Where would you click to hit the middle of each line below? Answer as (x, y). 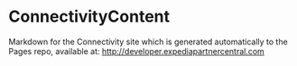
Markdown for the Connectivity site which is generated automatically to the (148, 42)
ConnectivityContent (89, 17)
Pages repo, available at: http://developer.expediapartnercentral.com (137, 51)
